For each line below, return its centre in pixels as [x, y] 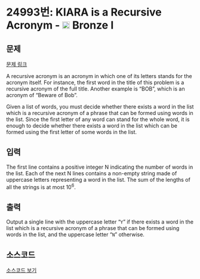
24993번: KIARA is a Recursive [84, 12]
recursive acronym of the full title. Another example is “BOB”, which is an [96, 89]
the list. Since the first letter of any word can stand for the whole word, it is [98, 119]
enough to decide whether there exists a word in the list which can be [92, 125]
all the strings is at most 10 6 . [41, 187]
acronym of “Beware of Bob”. [42, 95]
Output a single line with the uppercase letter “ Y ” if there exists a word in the [100, 222]
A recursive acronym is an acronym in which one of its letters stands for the [99, 76]
